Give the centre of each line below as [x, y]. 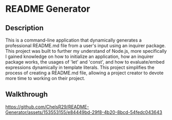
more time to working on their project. [45, 78]
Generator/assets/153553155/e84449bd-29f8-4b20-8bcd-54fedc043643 [84, 112]
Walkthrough [26, 95]
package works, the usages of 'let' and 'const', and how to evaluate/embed [85, 62]
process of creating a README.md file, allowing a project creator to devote [84, 73]
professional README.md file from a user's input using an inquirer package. [85, 46]
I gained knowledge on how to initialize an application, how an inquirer [80, 56]
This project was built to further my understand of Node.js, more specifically [86, 51]
